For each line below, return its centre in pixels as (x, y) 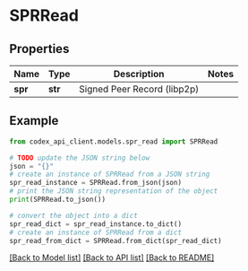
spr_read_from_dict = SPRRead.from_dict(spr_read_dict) (115, 240)
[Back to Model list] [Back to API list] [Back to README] (112, 258)
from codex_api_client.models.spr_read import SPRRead (114, 141)
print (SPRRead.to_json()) (57, 200)
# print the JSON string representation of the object (114, 191)
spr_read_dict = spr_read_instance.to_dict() (95, 224)
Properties (39, 49)
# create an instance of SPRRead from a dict (95, 232)
